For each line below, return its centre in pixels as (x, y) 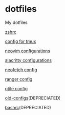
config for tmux (21, 41)
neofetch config (21, 70)
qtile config (16, 88)
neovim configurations (28, 51)
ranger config (19, 79)
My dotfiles (16, 22)
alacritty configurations (29, 60)
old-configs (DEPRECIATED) (33, 98)
